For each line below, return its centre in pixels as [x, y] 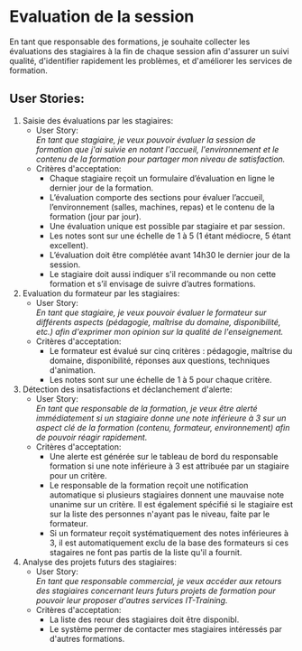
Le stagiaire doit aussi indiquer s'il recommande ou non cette [163, 274]
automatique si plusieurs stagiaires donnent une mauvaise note [167, 495]
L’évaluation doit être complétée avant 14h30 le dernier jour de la [169, 255]
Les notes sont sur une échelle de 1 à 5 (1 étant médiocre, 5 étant [170, 236]
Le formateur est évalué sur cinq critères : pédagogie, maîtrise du [171, 350]
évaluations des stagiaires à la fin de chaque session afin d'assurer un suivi [150, 51]
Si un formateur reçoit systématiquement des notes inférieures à [169, 533]
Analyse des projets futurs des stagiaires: [100, 562]
